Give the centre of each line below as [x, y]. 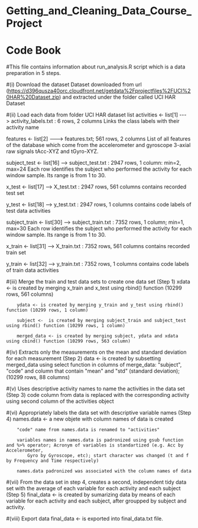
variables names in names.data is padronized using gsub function [100, 440]
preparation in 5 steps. [33, 73]
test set [15, 193]
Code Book [33, 50]
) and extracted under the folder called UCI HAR [117, 97]
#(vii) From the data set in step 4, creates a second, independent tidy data [96, 482]
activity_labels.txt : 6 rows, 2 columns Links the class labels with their [95, 121]
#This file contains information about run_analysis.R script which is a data [96, 67]
